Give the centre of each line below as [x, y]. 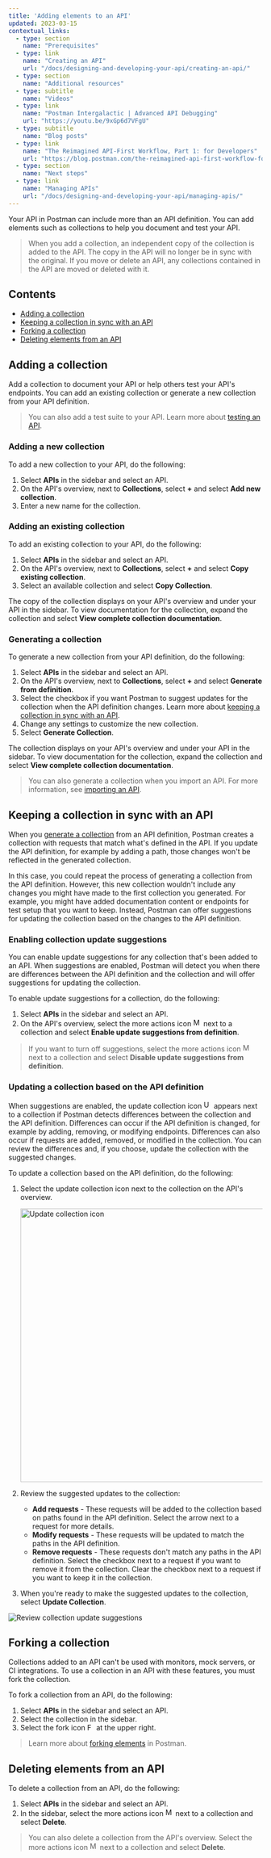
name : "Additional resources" [74, 83]
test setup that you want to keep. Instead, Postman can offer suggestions [130, 910]
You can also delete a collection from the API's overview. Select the [140, 1838]
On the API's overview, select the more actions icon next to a [126, 1024]
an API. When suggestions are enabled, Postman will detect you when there [134, 966]
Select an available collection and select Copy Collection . [116, 585]
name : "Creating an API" [65, 61]
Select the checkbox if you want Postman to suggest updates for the [134, 698]
